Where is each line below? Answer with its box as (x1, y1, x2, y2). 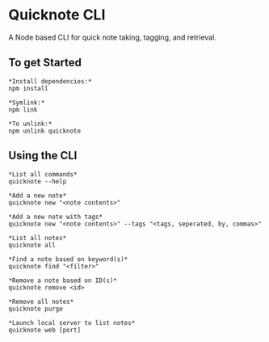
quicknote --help (8, 177, 67, 185)
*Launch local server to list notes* (8, 319, 136, 327)
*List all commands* (8, 170, 78, 179)
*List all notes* (8, 234, 67, 242)
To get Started (8, 56, 82, 70)
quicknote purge (8, 305, 63, 313)
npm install (8, 84, 48, 92)
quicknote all (8, 241, 57, 249)
